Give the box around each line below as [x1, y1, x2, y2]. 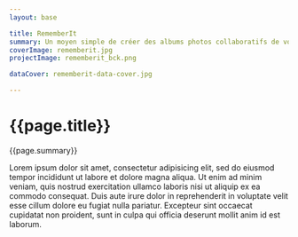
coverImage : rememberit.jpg [9, 45, 114, 54]
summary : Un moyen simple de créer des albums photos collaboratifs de [9, 37, 279, 46]
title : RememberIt [9, 28, 77, 38]
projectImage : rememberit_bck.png [9, 54, 137, 63]
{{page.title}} [9, 116, 111, 136]
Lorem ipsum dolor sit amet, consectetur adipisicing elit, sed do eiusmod [9, 162, 275, 173]
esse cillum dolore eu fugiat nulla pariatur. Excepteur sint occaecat [9, 200, 253, 210]
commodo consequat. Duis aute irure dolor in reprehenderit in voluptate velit [9, 190, 288, 201]
